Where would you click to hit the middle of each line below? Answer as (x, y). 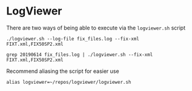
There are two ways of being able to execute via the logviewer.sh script (96, 28)
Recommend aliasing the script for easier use (63, 71)
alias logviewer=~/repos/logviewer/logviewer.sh (69, 82)
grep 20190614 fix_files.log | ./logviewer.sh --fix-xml (80, 55)
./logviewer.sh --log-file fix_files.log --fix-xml (73, 39)
